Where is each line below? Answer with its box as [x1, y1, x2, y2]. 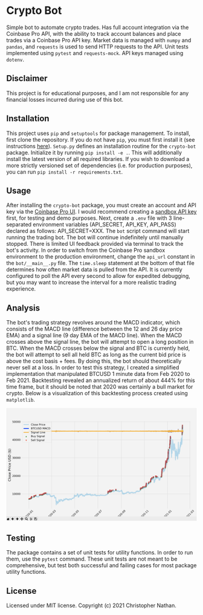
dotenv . [6, 56, 24, 63]
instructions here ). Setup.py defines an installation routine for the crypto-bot [6, 142, 196, 150]
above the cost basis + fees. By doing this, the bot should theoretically [6, 358, 182, 365]
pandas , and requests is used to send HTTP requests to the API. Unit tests [6, 43, 189, 50]
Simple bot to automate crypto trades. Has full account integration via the [6, 24, 189, 31]
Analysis [6, 303, 40, 313]
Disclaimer [6, 73, 48, 84]
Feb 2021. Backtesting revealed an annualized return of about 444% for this [6, 377, 195, 384]
